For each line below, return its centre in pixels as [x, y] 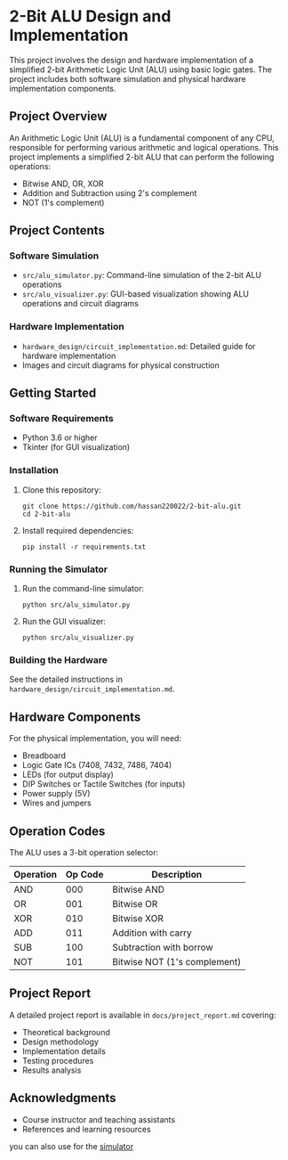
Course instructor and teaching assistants [99, 1119]
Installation [34, 470]
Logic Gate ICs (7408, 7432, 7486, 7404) [97, 765]
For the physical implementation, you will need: [96, 739]
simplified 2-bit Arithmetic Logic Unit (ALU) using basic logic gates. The [141, 69]
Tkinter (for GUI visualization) [76, 447]
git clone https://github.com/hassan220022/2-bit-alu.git [132, 506]
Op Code [84, 874]
